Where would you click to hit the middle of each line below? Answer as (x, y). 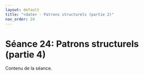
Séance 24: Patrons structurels (72, 44)
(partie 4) (26, 54)
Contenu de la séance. (29, 68)
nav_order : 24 (20, 19)
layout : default (22, 10)
